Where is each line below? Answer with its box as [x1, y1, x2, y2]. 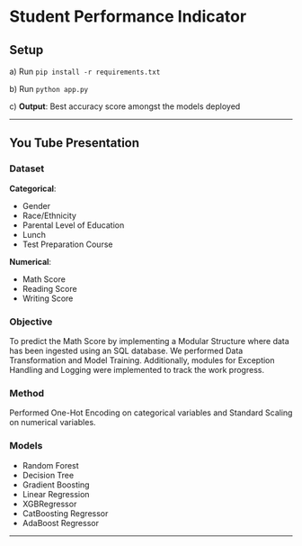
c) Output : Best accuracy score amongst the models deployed [9, 101, 241, 112]
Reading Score [22, 283, 78, 294]
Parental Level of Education [22, 219, 125, 231]
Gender [22, 200, 51, 211]
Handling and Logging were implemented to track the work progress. [9, 364, 265, 375]
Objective [9, 315, 53, 328]
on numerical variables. [9, 417, 96, 428]
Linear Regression [22, 488, 90, 499]
